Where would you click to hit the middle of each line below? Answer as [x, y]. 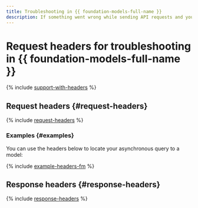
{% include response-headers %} [47, 199]
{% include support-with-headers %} [51, 88]
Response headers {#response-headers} [83, 184]
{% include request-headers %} [45, 120]
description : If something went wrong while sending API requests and [95, 17]
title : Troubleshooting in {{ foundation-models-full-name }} [84, 11]
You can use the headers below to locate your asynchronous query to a [93, 148]
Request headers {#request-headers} [77, 106]
